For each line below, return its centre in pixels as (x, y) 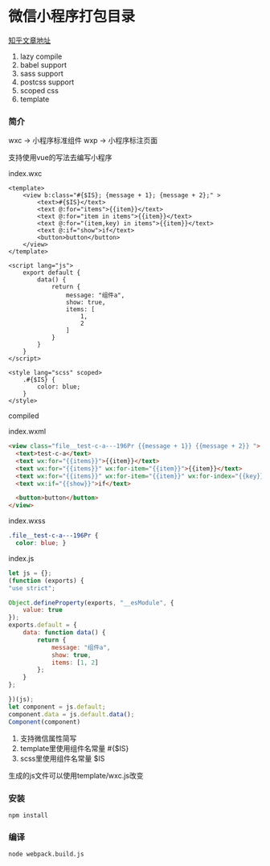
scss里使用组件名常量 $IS (62, 758)
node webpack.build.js (46, 854)
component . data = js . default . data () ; (72, 714)
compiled (24, 416)
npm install (28, 815)
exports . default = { (43, 625)
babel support (43, 64)
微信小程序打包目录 (72, 16)
